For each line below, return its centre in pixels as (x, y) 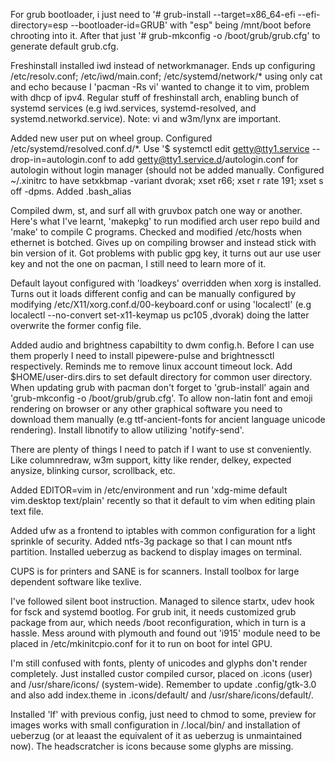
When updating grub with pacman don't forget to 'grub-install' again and (160, 387)
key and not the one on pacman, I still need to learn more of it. (138, 263)
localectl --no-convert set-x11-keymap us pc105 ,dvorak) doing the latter (160, 315)
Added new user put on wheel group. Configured (111, 138)
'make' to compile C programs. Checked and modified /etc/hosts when (156, 232)
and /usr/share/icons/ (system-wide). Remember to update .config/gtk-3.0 (163, 684)
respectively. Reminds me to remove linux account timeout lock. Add (151, 366)
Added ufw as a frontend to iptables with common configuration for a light (163, 530)
